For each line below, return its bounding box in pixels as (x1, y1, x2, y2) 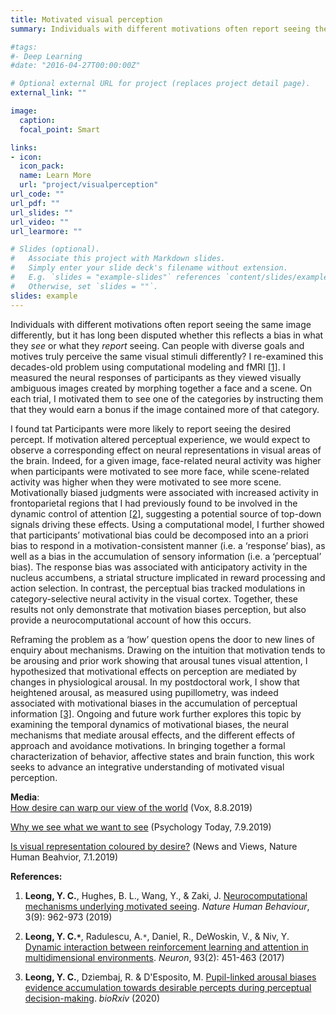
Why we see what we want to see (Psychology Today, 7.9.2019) (10, 821, 272, 833)
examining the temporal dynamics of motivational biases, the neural (10, 718, 289, 730)
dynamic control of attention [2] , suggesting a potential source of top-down (10, 507, 322, 520)
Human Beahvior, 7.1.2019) (10, 851, 119, 863)
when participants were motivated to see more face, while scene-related (10, 465, 310, 477)
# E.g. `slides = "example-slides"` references (10, 272, 222, 282)
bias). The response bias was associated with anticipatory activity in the (10, 561, 308, 573)
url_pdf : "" (10, 198, 60, 208)
